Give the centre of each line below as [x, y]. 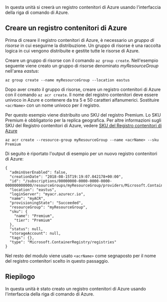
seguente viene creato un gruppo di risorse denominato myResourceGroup [82, 66]
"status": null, [26, 229]
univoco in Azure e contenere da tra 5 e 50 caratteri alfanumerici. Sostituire [82, 100]
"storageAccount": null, [35, 233]
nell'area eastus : [22, 71]
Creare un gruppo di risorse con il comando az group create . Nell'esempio [82, 60]
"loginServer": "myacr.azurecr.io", [47, 194]
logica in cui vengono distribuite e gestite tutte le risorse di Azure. [73, 51]
